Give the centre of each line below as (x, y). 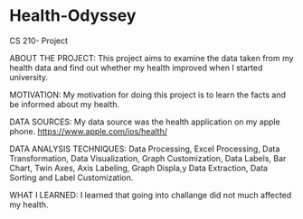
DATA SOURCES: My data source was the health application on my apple (145, 122)
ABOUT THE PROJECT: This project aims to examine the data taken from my (151, 58)
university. (28, 77)
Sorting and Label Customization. (71, 178)
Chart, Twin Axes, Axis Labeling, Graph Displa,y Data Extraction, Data (139, 168)
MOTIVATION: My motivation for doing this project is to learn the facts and (148, 95)
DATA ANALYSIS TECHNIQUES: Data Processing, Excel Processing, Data (145, 149)
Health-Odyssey (73, 16)
